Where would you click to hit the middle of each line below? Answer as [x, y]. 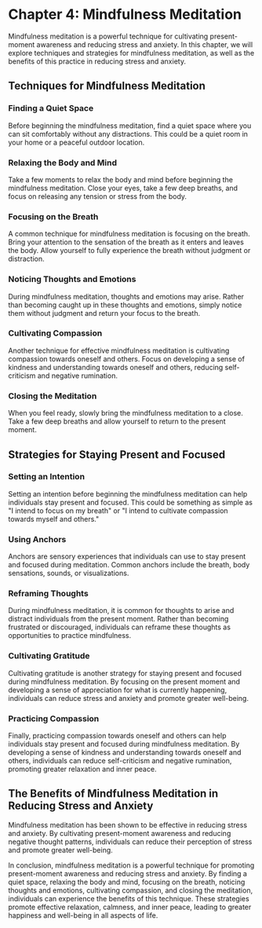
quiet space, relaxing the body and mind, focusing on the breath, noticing [127, 882]
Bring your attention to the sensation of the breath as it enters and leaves [126, 242]
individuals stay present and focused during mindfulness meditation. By [124, 743]
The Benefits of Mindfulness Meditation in [113, 794]
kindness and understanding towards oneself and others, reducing [116, 367]
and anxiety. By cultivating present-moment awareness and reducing [120, 833]
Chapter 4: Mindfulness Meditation [125, 15]
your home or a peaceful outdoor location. [76, 142]
